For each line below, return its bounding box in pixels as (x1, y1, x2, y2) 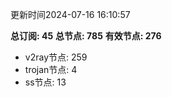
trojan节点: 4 (24, 64, 78, 75)
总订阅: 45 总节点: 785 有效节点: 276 (10, 30, 162, 42)
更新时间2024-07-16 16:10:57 (10, 9, 131, 20)
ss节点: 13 (24, 76, 67, 88)
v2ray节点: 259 (24, 51, 88, 63)
